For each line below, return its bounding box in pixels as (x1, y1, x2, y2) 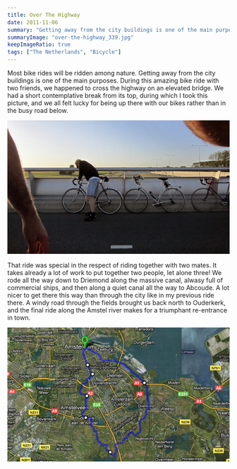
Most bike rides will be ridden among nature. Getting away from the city (7, 69, 216, 77)
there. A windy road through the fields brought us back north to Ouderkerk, (7, 298, 226, 307)
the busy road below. (7, 106, 68, 114)
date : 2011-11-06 (7, 18, 59, 26)
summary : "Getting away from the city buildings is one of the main (7, 26, 213, 33)
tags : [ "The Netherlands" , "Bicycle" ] (7, 49, 121, 56)
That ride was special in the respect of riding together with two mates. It (7, 261, 217, 269)
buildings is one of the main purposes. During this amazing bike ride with (7, 76, 219, 85)
